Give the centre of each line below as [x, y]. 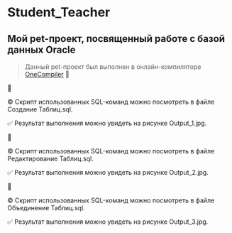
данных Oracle [42, 49]
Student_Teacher [59, 12]
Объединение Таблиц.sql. [46, 208]
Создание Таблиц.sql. [40, 109]
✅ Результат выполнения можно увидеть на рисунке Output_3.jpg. [108, 222]
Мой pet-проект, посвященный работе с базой [116, 39]
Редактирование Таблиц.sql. [50, 158]
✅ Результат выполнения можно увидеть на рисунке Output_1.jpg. [107, 123]
